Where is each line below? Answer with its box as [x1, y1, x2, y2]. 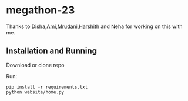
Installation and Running [6, 46, 98, 56]
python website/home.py [6, 89, 65, 95]
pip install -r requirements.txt [6, 84, 88, 90]
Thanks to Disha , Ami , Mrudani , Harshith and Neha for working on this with [6, 23, 183, 30]
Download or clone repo [6, 61, 65, 68]
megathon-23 [6, 4, 75, 17]
